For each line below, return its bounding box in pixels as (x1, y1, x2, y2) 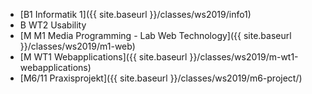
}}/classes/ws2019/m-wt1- (189, 51, 299, 63)
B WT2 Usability (19, 19, 87, 31)
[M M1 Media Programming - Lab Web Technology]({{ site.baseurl (19, 30, 292, 41)
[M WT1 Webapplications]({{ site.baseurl (19, 51, 188, 63)
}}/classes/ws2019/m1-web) (19, 40, 136, 52)
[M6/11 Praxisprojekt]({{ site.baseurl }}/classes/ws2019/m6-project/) (19, 72, 303, 84)
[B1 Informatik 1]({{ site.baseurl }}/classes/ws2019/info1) (19, 9, 252, 20)
